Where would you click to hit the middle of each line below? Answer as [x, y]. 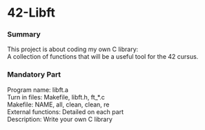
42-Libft [31, 13]
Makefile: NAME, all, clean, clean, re [58, 104]
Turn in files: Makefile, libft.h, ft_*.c [56, 97]
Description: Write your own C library [60, 119]
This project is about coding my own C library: [73, 49]
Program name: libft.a [38, 90]
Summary [24, 35]
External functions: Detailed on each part [66, 111]
